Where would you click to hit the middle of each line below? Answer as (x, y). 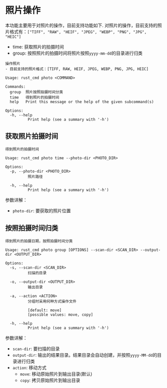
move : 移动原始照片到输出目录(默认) (56, 374)
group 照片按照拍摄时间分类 (36, 92)
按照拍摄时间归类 (32, 228)
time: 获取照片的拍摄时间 (38, 46)
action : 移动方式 (29, 367)
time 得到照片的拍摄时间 (34, 97)
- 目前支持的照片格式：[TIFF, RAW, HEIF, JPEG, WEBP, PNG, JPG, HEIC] (77, 69)
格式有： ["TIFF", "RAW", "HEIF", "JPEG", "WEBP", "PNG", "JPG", (78, 31)
